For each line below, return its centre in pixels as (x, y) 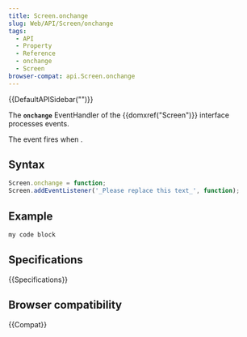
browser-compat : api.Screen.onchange (72, 76)
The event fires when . (46, 139)
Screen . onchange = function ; (57, 183)
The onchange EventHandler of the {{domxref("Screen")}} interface (119, 115)
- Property (34, 46)
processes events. (39, 123)
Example (31, 216)
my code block (32, 235)
